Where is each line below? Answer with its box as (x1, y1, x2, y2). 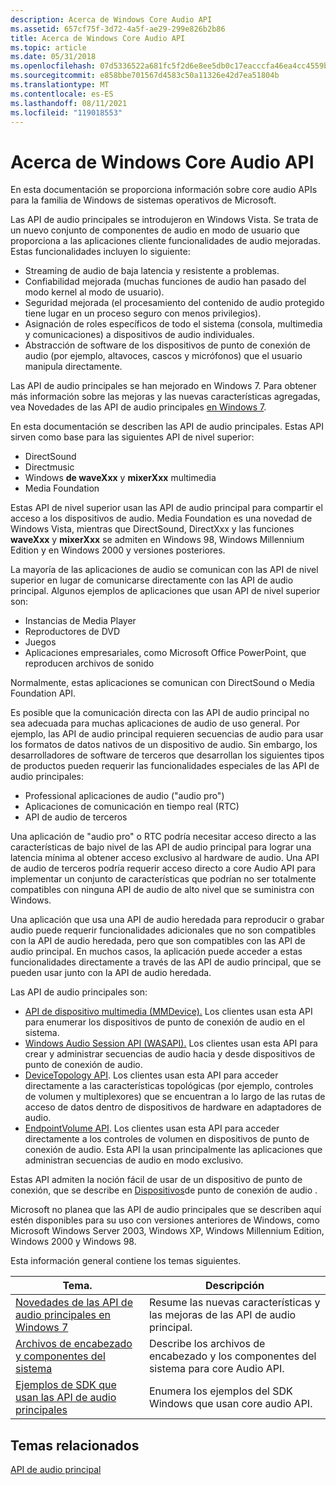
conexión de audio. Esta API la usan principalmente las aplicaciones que (24, 1144, 323, 1156)
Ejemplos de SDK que (15, 1378, 117, 1392)
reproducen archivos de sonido (24, 657, 155, 670)
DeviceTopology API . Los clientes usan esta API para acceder (24, 1069, 279, 1081)
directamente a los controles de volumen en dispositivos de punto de (24, 1133, 310, 1145)
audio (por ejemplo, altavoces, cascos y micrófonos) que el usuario (24, 350, 303, 362)
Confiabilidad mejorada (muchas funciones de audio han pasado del (24, 276, 307, 288)
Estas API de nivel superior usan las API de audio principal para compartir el (10, 502, 323, 514)
